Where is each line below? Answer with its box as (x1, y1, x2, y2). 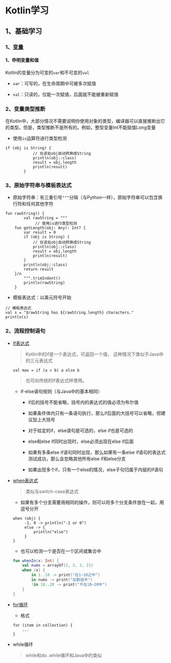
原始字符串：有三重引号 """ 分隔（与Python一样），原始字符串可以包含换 (12, 194, 163, 201)
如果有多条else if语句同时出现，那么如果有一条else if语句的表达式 (28, 449, 166, 455)
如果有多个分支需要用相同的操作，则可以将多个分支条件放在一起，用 (20, 499, 164, 505)
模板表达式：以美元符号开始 (12, 295, 72, 301)
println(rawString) (24, 280, 66, 285)
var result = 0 (24, 230, 56, 235)
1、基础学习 (5, 27, 42, 35)
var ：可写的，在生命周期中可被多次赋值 (12, 80, 96, 86)
